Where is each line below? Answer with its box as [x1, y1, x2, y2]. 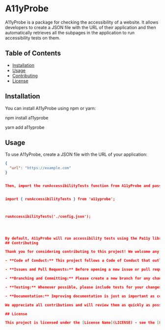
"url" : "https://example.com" [9, 166, 71, 171]
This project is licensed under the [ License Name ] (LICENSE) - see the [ [5, 320, 160, 325]
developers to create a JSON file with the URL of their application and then [5, 24, 156, 30]
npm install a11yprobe [5, 115, 49, 120]
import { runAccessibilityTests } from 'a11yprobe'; [5, 196, 115, 202]
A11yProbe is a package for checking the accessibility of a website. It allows [5, 19, 159, 25]
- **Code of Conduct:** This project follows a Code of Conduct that [5, 258, 151, 263]
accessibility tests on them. [5, 35, 60, 41]
